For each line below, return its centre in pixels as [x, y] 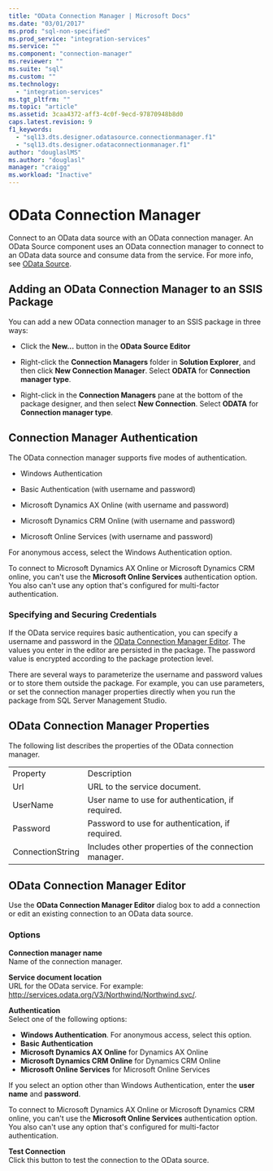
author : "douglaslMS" [45, 152]
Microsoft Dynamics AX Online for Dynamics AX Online [114, 1052]
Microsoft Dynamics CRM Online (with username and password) [128, 520]
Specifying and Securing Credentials [82, 615]
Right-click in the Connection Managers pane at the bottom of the [132, 395]
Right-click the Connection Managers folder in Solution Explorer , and [138, 362]
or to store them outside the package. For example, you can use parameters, [136, 683]
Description [110, 773]
